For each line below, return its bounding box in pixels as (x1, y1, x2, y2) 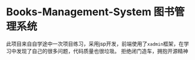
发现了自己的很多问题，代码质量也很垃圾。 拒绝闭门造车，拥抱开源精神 (16, 47, 189, 54)
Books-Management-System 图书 (6, 5, 175, 19)
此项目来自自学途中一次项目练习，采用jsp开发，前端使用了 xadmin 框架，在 (6, 40, 184, 47)
